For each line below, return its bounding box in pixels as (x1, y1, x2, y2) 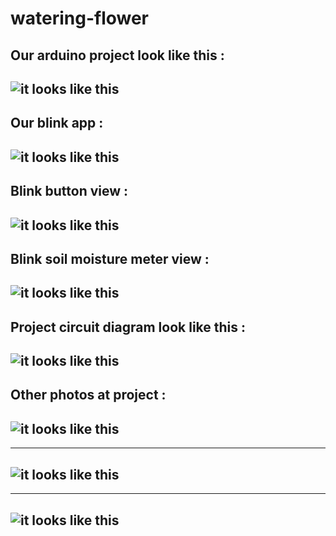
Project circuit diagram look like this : (10, 318, 247, 336)
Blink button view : (10, 183, 129, 200)
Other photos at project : (10, 387, 167, 404)
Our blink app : (10, 115, 104, 132)
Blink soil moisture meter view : (10, 250, 210, 267)
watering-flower (10, 7, 150, 30)
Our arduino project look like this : (10, 47, 225, 64)
